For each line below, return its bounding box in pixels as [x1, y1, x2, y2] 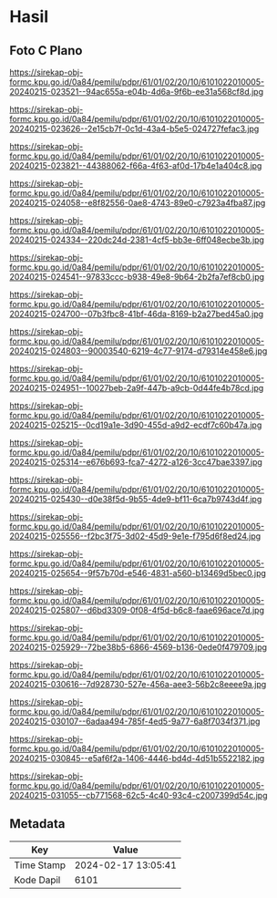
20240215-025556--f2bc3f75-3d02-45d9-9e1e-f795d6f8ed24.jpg [9, 531, 262, 542]
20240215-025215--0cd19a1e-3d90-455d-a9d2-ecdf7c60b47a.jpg [9, 419, 262, 430]
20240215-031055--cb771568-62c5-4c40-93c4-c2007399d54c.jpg [9, 790, 268, 800]
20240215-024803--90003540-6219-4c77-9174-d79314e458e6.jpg [9, 346, 268, 356]
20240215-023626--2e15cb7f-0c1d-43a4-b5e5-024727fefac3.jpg [9, 123, 260, 134]
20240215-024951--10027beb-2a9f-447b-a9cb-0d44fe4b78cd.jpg [9, 383, 264, 393]
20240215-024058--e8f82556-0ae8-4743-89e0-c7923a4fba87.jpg [9, 198, 266, 208]
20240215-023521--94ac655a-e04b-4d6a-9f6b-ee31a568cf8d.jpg [9, 87, 264, 97]
